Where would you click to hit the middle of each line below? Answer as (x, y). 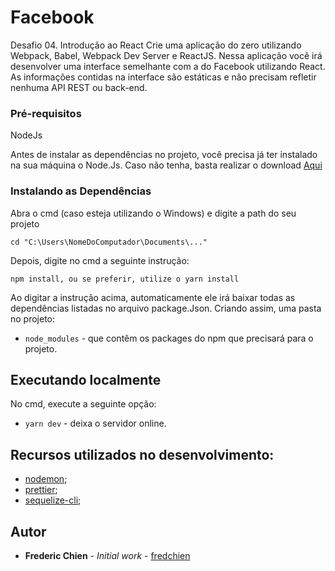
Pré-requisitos (46, 113)
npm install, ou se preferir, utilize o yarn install (125, 279)
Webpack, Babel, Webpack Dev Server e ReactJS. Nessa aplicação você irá (166, 55)
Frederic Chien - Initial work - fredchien (107, 555)
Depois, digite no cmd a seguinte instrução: (100, 260)
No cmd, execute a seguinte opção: (83, 404)
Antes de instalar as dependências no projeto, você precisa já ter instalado (164, 155)
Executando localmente (86, 379)
